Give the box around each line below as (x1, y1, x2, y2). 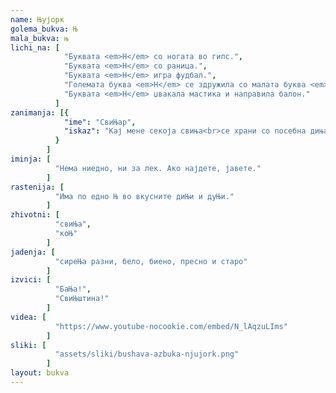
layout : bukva (10, 368, 70, 378)
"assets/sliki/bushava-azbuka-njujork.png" (54, 349, 240, 360)
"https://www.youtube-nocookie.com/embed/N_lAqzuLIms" (54, 321, 288, 331)
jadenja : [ (10, 247, 56, 257)
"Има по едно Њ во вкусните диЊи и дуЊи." (54, 191, 235, 201)
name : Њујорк (10, 14, 65, 25)
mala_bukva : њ (10, 33, 70, 43)
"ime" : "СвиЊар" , (63, 117, 137, 127)
